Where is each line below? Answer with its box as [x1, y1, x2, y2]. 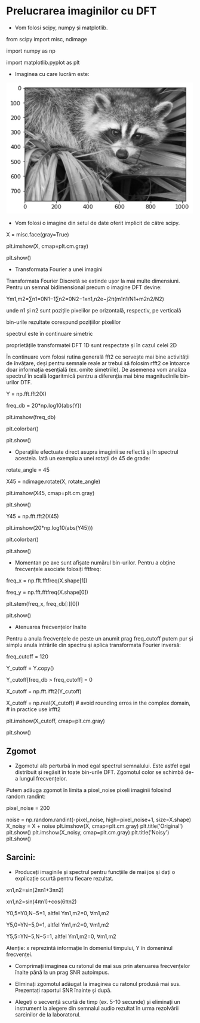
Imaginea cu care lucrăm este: [14, 70, 90, 77]
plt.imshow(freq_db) [6, 413, 56, 420]
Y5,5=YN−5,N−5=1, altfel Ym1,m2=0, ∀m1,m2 [6, 933, 116, 940]
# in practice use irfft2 [6, 705, 61, 713]
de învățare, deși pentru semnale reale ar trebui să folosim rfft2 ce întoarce [6, 359, 190, 366]
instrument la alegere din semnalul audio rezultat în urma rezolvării [14, 1004, 179, 1012]
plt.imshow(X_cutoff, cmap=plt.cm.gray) [6, 717, 106, 724]
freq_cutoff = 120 [6, 652, 49, 660]
